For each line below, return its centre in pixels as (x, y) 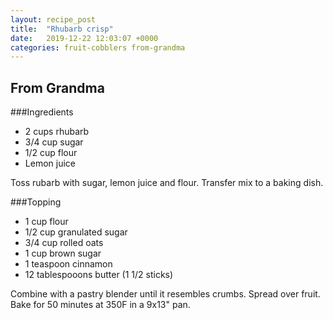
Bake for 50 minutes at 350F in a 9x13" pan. (100, 305)
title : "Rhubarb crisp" (62, 29)
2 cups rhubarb (57, 132)
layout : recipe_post (53, 19)
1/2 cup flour (51, 153)
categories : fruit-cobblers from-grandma (98, 47)
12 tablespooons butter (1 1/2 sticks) (99, 275)
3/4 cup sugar (54, 142)
